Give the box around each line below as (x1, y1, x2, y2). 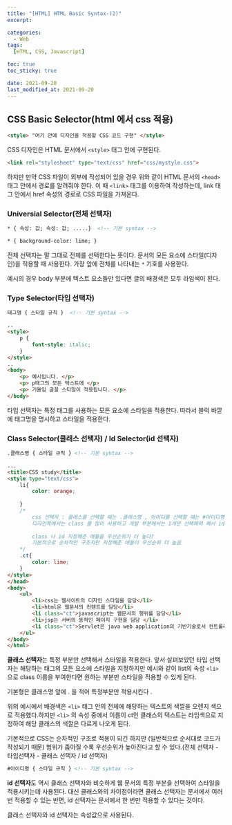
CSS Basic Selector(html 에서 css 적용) (7, 113, 174, 125)
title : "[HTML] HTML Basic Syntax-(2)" (7, 10, 122, 17)
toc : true (7, 61, 36, 68)
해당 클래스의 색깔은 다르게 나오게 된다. (25, 720, 131, 728)
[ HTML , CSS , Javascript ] (13, 48, 85, 55)
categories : (7, 29, 41, 36)
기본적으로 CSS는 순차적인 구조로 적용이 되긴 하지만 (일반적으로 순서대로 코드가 (7, 734, 221, 743)
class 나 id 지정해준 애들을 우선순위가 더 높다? (32, 533, 154, 540)
